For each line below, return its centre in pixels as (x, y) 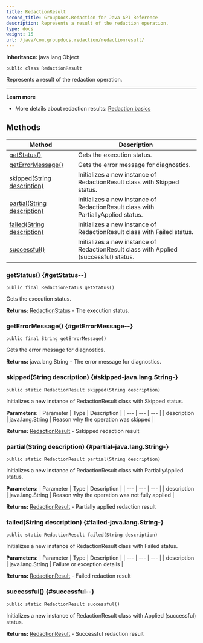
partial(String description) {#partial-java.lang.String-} (88, 446)
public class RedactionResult (44, 68)
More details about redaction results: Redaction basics (83, 109)
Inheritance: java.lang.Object (43, 57)
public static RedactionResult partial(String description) (84, 459)
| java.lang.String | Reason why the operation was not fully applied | (90, 495)
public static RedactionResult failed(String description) (82, 535)
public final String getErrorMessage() (56, 339)
